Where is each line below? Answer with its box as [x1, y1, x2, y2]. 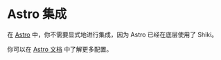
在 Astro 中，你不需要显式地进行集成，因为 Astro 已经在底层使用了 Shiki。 [7, 30, 218, 39]
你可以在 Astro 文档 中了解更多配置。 [7, 45, 113, 53]
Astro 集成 [7, 6, 67, 22]
